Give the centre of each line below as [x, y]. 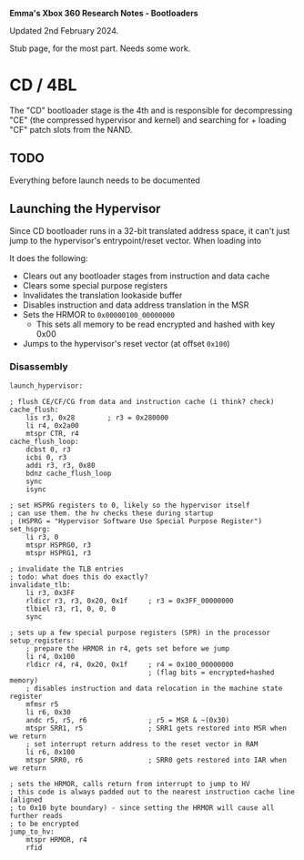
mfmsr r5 [42, 704]
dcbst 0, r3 [48, 450]
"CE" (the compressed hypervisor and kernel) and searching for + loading [148, 120]
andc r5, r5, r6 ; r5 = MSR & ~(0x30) [128, 720]
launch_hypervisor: [46, 386]
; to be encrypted [44, 824]
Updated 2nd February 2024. [64, 30]
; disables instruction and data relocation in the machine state [154, 688]
